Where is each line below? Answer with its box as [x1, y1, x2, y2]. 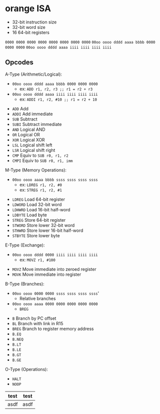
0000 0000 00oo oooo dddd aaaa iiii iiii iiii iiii [5, 45, 112, 50]
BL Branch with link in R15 [12, 320, 64, 326]
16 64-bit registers [12, 29, 50, 35]
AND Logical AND [12, 126, 46, 132]
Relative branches [19, 295, 56, 301]
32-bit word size [12, 24, 46, 30]
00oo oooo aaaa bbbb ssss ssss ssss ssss [12, 177, 98, 182]
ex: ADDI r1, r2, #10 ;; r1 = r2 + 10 [19, 96, 97, 102]
